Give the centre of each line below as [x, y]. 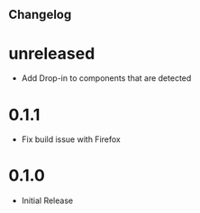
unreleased [52, 53]
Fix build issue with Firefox [71, 139]
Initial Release [47, 200]
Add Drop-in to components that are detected [106, 78]
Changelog [40, 15]
